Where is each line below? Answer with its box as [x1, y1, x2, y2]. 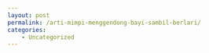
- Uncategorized [21, 33, 75, 41]
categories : [7, 26, 46, 34]
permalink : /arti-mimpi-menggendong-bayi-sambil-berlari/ [7, 19, 201, 26]
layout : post [7, 11, 50, 19]
